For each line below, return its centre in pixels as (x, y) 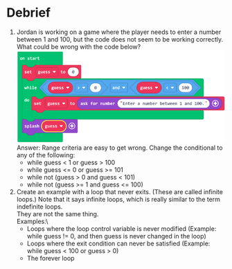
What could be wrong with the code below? (79, 46)
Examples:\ (32, 221)
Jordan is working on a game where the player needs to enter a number (119, 32)
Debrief (29, 13)
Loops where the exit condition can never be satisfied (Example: (118, 243)
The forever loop (51, 258)
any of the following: (46, 155)
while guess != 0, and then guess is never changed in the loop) (117, 236)
